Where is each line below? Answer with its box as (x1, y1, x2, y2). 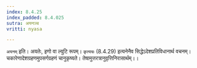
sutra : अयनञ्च (6, 20, 39, 26)
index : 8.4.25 (6, 8, 43, 15)
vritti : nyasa (6, 25, 43, 32)
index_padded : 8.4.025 (6, 15, 64, 21)
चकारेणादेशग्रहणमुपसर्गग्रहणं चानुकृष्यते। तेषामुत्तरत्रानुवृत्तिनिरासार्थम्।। (6, 55, 139, 62)
